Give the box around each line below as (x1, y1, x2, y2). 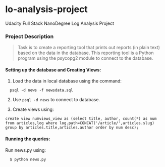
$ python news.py (10, 157, 46, 162)
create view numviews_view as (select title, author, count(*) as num (5, 116, 157, 121)
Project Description (5, 33, 54, 40)
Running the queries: (5, 136, 50, 142)
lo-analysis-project (5, 4, 88, 15)
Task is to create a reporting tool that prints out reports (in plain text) (17, 45, 160, 51)
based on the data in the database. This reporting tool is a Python (17, 50, 154, 56)
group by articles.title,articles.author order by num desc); (5, 125, 139, 130)
